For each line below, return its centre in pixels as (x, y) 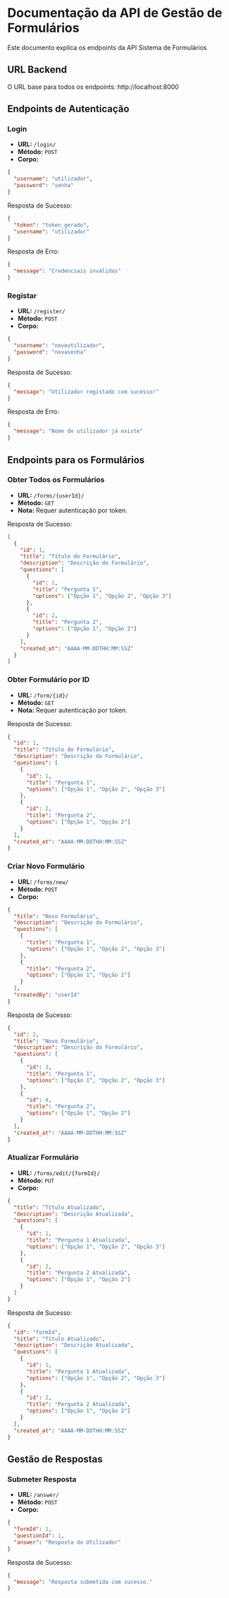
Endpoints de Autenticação (68, 109)
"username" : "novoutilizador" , (60, 346)
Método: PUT (36, 1180)
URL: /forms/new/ (43, 882)
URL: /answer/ (38, 1495)
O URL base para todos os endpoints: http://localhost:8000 (93, 87)
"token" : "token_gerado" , (52, 225)
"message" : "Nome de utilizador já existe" (78, 431)
